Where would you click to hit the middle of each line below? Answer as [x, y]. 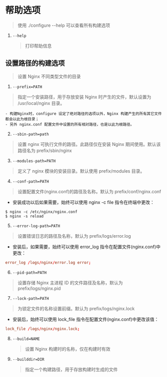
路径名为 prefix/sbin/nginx [45, 150]
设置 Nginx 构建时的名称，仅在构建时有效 [68, 349]
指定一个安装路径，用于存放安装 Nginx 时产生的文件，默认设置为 [85, 97]
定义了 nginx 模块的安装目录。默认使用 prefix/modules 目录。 [81, 171]
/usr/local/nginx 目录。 [41, 103]
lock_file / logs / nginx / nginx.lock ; [43, 329]
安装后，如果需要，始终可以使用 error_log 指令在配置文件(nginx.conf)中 [87, 247]
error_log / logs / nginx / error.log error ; [48, 262]
